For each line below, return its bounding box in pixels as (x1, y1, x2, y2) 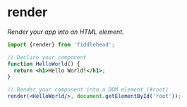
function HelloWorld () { (7, 61, 80, 68)
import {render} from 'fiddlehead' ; (7, 41, 115, 48)
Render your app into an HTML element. (7, 27, 125, 36)
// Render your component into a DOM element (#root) (7, 86, 169, 94)
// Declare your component (7, 53, 87, 61)
